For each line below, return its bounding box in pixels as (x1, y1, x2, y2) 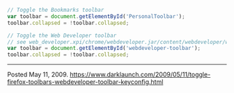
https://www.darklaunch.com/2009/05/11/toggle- (69, 70, 211, 79)
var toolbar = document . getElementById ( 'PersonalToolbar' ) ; (7, 12, 186, 20)
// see (7, 38, 26, 45)
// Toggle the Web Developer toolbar (7, 32, 117, 39)
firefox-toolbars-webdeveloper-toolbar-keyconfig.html (7, 78, 164, 86)
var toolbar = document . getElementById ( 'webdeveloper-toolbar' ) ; (7, 45, 201, 52)
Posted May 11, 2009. (7, 70, 68, 79)
